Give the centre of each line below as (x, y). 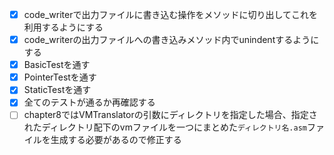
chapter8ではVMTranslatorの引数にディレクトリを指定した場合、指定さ (170, 115)
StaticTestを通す (57, 90)
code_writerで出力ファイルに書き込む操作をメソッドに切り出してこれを (171, 14)
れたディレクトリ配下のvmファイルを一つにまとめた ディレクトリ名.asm (165, 127)
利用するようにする (63, 27)
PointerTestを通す (60, 77)
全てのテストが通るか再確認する (89, 102)
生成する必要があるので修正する (116, 140)
